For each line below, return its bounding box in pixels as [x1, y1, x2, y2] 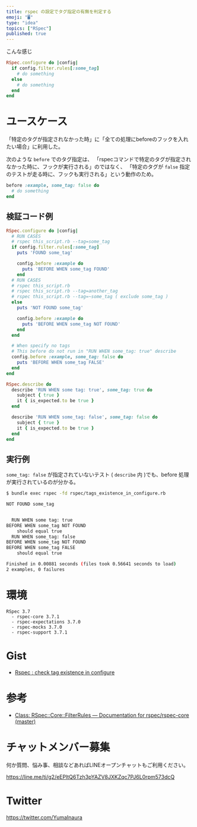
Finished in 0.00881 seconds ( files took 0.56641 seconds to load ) [6, 561, 177, 567]
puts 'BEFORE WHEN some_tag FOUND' [21, 266, 110, 272]
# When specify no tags [11, 343, 70, 349]
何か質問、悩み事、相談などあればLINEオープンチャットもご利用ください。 [6, 761, 189, 768]
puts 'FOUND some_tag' [17, 250, 73, 256]
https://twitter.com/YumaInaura [6, 813, 83, 821]
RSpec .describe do [6, 381, 52, 387]
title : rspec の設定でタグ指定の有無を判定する [6, 8, 112, 15]
